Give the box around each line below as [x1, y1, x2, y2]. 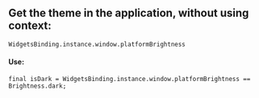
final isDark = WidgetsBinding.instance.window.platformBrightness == [8, 76, 251, 84]
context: [8, 19, 52, 33]
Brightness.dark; [8, 82, 67, 91]
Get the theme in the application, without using [8, 6, 249, 20]
